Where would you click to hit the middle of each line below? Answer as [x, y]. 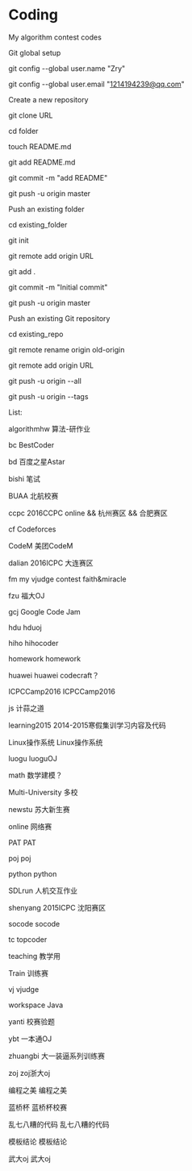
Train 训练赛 [28, 973]
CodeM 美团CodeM [41, 545]
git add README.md [42, 162]
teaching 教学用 [35, 956]
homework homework [45, 658]
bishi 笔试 [24, 478]
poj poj [20, 858]
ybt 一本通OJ [30, 1039]
